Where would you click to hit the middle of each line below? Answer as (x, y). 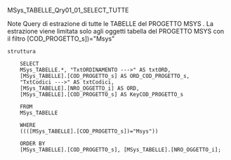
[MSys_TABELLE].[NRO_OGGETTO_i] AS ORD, (80, 88)
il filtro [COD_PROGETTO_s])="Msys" (61, 39)
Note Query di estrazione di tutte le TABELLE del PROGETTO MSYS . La (111, 24)
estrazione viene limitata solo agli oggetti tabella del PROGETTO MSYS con (116, 31)
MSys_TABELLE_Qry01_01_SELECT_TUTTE (68, 10)
